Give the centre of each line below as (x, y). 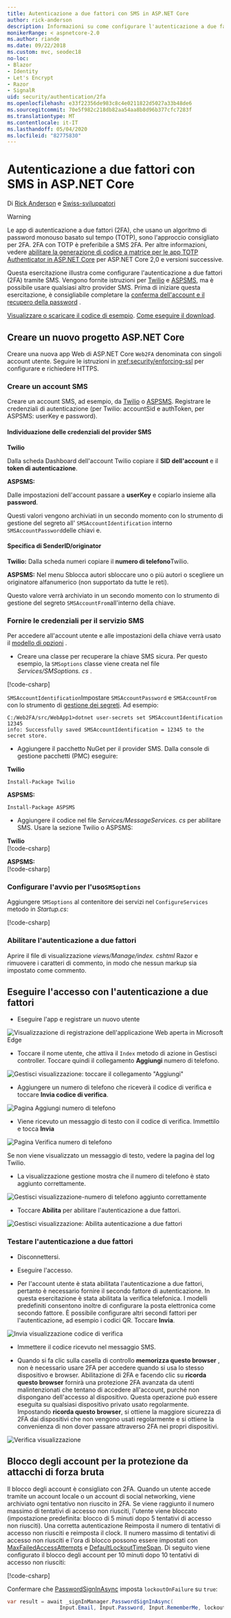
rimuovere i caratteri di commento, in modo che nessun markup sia (102, 963)
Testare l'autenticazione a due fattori (70, 1242)
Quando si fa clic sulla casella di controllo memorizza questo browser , (118, 1360)
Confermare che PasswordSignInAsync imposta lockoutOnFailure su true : (112, 1589)
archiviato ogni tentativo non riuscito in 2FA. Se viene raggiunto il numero (111, 1503)
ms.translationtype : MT (41, 116)
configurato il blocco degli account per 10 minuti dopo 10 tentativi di (103, 1554)
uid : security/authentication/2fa (57, 97)
